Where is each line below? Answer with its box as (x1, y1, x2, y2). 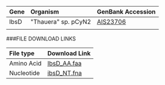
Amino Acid (9, 59, 42, 67)
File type (9, 49, 35, 57)
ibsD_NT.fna (47, 69, 82, 77)
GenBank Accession (96, 8, 156, 15)
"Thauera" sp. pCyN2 (30, 18, 91, 26)
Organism (30, 8, 59, 15)
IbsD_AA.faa (47, 59, 82, 67)
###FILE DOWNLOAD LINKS (6, 35, 76, 42)
